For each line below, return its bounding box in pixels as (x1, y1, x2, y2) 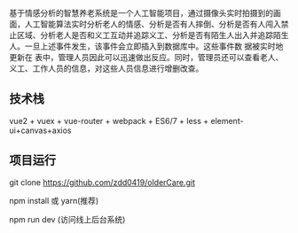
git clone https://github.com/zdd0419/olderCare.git (9, 176, 195, 188)
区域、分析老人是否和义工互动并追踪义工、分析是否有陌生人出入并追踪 (16, 30, 273, 40)
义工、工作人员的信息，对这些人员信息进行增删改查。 (9, 63, 204, 74)
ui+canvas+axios (9, 125, 72, 136)
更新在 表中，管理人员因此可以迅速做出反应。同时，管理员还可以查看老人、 (9, 52, 284, 62)
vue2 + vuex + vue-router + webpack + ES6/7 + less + (9, 115, 209, 126)
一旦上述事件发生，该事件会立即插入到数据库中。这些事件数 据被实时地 (24, 41, 284, 51)
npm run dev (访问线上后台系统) (9, 214, 126, 224)
